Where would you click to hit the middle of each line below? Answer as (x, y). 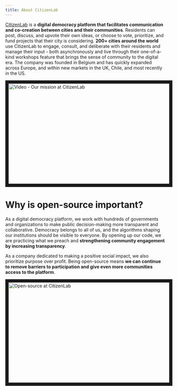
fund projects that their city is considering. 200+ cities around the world (82, 41)
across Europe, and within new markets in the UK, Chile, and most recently (84, 68)
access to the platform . (30, 272)
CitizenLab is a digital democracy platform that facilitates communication (84, 24)
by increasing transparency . (36, 246)
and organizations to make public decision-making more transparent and (82, 224)
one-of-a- (151, 51)
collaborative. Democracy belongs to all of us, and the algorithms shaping (83, 230)
